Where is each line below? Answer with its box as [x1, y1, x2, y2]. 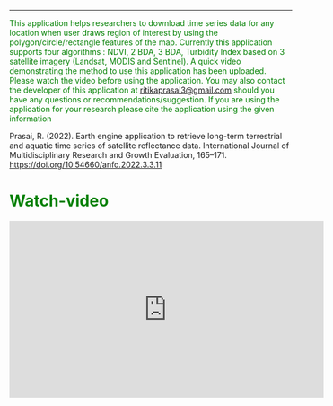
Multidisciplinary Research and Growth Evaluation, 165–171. [9, 150, 227, 160]
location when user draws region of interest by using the [9, 28, 218, 38]
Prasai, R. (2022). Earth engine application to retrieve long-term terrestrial [9, 131, 283, 141]
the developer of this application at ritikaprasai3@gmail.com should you [9, 84, 276, 95]
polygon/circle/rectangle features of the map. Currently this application [9, 37, 273, 48]
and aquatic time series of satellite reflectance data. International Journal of [9, 140, 290, 151]
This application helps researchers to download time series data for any [9, 18, 275, 28]
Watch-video [9, 190, 110, 211]
